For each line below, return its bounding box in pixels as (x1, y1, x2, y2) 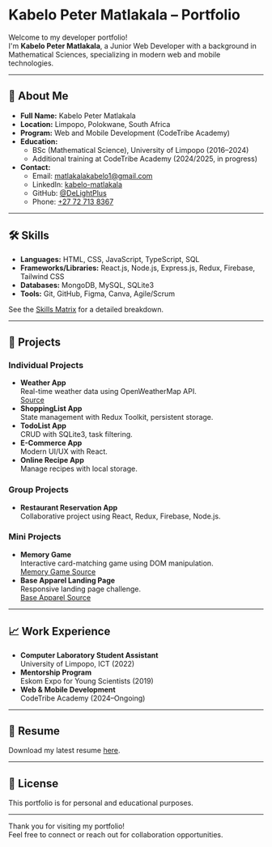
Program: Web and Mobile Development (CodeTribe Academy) (19, 128, 231, 138)
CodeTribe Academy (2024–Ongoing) (19, 693, 146, 703)
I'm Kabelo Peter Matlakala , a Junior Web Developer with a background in (8, 40, 257, 50)
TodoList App (19, 421, 67, 430)
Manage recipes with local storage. (19, 464, 138, 474)
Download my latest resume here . (8, 746, 121, 756)
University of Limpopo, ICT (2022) (19, 659, 135, 668)
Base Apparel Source (19, 592, 91, 602)
